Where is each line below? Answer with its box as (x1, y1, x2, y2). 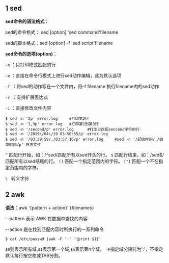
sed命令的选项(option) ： (5, 50, 58, 57)
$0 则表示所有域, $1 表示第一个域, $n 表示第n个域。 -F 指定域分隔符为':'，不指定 (5, 246, 164, 252)
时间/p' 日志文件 (9, 142, 41, 147)
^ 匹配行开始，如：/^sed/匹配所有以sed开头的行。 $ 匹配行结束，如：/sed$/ (5, 151, 164, 157)
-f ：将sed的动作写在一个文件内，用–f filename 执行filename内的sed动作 (5, 83, 159, 89)
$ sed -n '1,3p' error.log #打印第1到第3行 (5, 121, 99, 126)
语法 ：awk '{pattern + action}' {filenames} (5, 204, 94, 211)
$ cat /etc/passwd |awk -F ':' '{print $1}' (5, 236, 101, 242)
